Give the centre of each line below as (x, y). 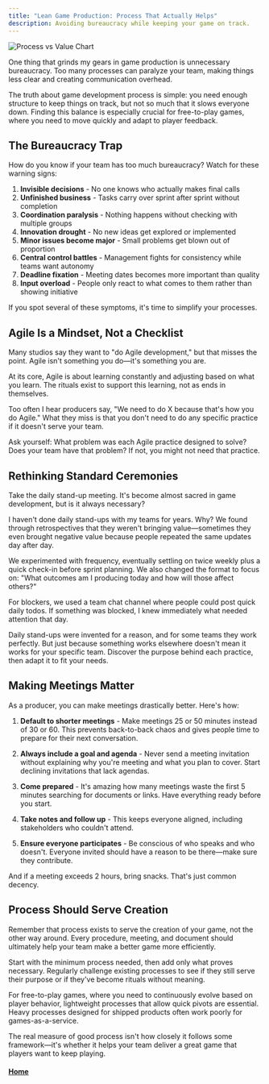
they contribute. (46, 860)
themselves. (29, 394)
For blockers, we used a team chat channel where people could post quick (132, 602)
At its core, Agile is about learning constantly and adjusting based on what (132, 376)
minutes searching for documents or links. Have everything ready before (141, 795)
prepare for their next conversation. (79, 737)
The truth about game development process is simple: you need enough (128, 94)
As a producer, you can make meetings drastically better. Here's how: (124, 705)
